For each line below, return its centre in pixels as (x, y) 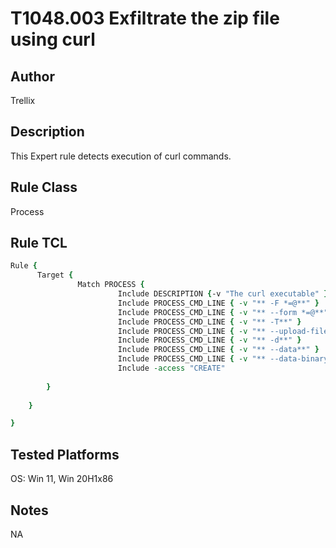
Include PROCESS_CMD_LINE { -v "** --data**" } (218, 350)
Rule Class (44, 187)
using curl (53, 39)
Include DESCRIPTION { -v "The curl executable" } (223, 294)
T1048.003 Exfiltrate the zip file (145, 18)
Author (32, 76)
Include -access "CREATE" (171, 368)
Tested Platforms (65, 454)
